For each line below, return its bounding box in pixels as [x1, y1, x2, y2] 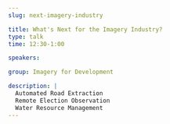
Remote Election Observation [15, 97, 110, 105]
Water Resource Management [15, 104, 103, 112]
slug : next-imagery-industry [8, 11, 103, 19]
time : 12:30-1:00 [8, 40, 65, 48]
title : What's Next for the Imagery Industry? [8, 25, 163, 34]
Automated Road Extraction [15, 90, 103, 97]
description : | [8, 83, 58, 90]
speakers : [8, 54, 41, 62]
